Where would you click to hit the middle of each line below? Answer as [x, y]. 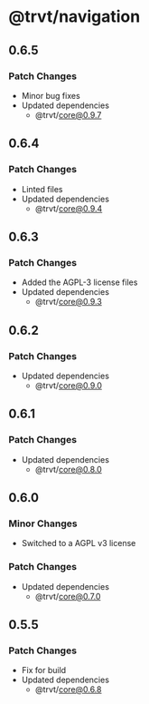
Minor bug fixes [51, 95]
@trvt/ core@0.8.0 [69, 469]
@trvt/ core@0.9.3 [69, 302]
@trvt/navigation [74, 17]
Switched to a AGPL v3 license [79, 543]
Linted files [42, 189]
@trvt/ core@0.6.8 [68, 689]
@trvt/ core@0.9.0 [69, 385]
